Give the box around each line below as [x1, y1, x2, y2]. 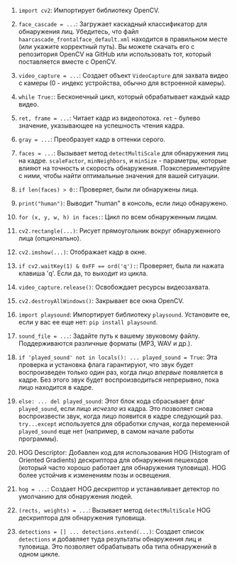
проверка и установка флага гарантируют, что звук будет [18, 361, 194, 368]
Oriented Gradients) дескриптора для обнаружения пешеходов [18, 456, 209, 464]
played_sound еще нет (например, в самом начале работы [18, 427, 194, 435]
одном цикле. [18, 550, 60, 558]
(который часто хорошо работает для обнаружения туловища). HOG [18, 463, 226, 471]
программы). [18, 434, 59, 443]
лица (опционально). [18, 234, 82, 242]
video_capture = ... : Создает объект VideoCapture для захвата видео [18, 71, 229, 79]
